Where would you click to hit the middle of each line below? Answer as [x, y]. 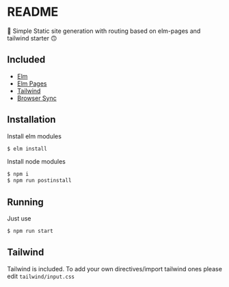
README [33, 12]
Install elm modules [34, 136]
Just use [19, 219]
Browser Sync [37, 98]
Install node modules [37, 162]
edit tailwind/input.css [41, 276]
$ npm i [18, 174]
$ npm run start [30, 231]
